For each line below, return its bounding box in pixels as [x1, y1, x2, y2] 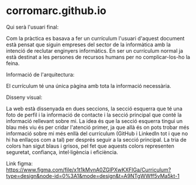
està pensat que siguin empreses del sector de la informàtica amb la [6, 41, 171, 48]
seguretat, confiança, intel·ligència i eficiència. [6, 148, 118, 156]
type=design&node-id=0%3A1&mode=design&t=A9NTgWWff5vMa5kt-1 [6, 172, 180, 179]
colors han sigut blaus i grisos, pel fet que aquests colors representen [6, 142, 174, 149]
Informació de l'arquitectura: [6, 71, 75, 78]
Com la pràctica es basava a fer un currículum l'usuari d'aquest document [6, 35, 185, 42]
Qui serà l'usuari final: [6, 23, 59, 30]
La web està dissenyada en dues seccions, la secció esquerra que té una [6, 105, 183, 112]
